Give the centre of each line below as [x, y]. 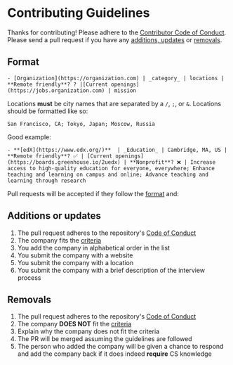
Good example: [29, 137]
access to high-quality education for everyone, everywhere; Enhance [111, 168]
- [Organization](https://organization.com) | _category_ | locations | [116, 78]
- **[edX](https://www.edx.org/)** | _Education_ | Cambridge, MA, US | [118, 150]
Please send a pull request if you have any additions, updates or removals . [115, 39]
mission [125, 90]
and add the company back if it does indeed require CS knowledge [114, 354]
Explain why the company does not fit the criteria [88, 331]
